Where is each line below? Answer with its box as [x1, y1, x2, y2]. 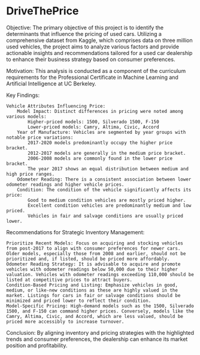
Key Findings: [6, 91, 40, 99]
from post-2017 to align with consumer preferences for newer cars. [6, 245, 181, 252]
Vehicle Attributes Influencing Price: [6, 103, 106, 109]
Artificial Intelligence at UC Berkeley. [6, 79, 97, 87]
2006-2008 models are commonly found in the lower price [28, 155, 172, 161]
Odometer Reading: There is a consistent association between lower [17, 176, 192, 182]
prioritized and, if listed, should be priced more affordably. [6, 256, 170, 262]
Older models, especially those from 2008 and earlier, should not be [6, 250, 186, 256]
